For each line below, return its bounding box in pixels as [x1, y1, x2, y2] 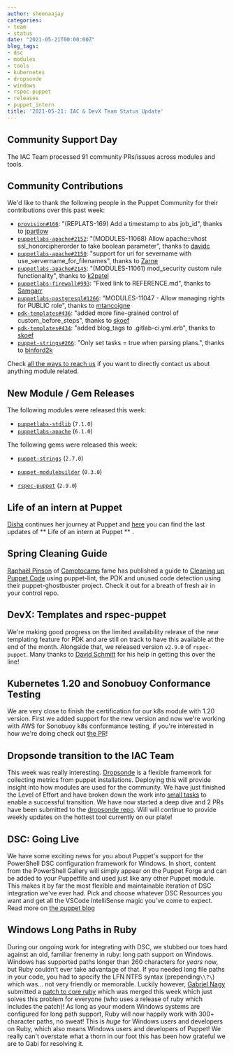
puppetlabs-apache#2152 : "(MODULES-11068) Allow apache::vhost [17, 235, 207, 243]
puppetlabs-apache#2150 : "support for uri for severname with [17, 249, 192, 258]
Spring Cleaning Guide [7, 547, 108, 560]
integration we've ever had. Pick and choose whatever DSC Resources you [7, 889, 223, 897]
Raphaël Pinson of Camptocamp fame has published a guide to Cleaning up [7, 566, 225, 575]
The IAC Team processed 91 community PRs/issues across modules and [7, 152, 215, 161]
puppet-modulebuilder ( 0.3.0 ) [17, 468, 103, 476]
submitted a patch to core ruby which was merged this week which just [7, 987, 212, 995]
